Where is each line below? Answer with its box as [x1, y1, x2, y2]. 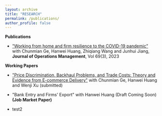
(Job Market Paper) [12, 97, 52, 103]
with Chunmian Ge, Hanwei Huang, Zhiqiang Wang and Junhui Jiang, [12, 48, 150, 54]
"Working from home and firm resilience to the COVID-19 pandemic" [12, 43, 148, 49]
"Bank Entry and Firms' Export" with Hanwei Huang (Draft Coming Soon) [12, 92, 157, 98]
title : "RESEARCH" [5, 12, 42, 16]
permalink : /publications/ [5, 16, 59, 21]
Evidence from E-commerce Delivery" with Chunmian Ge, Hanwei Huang [12, 77, 157, 83]
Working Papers [5, 63, 38, 69]
